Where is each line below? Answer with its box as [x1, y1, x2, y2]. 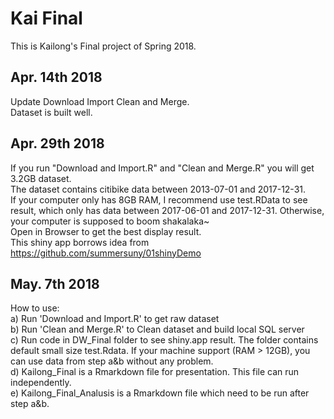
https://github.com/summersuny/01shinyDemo [10, 247, 202, 259]
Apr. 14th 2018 [10, 69, 103, 86]
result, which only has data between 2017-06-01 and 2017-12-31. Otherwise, [10, 204, 325, 216]
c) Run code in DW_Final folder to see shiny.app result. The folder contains [10, 334, 319, 346]
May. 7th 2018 [10, 275, 100, 292]
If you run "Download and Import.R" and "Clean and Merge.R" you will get [10, 162, 315, 174]
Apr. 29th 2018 [10, 135, 105, 152]
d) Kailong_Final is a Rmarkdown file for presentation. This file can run [10, 366, 300, 378]
